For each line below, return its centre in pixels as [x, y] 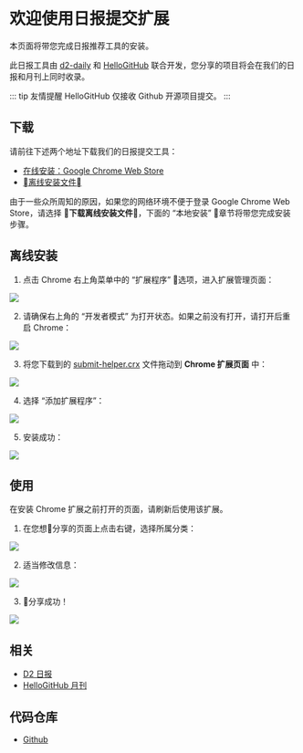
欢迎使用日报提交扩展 [90, 19]
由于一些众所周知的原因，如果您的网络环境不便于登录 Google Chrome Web [150, 201]
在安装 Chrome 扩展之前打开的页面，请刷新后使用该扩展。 [119, 509]
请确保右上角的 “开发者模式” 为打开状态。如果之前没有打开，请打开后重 [157, 316]
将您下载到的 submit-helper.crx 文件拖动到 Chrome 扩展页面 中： [145, 364]
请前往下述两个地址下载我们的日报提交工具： [94, 151]
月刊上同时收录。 [57, 76]
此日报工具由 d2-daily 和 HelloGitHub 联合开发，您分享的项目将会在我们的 [148, 65]
